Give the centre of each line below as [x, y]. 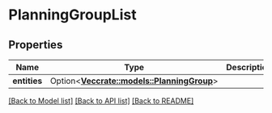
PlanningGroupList [72, 15]
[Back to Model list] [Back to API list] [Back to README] [101, 101]
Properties [36, 45]
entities [28, 81]
